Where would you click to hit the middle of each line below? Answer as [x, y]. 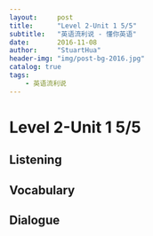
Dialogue [35, 220]
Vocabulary [42, 190]
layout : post [41, 17]
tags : [19, 75]
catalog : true [36, 67]
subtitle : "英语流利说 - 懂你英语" [73, 34]
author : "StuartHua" [55, 51]
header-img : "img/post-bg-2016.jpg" [77, 59]
